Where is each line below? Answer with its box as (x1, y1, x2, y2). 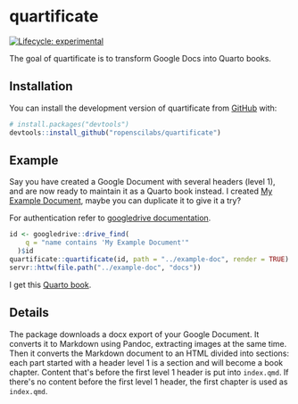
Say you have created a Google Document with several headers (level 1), (9, 177, 276, 187)
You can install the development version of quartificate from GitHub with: (9, 103, 277, 113)
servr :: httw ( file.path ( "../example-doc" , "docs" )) (9, 263, 202, 272)
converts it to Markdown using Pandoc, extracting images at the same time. (9, 338, 287, 349)
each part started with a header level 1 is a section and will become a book (9, 357, 284, 367)
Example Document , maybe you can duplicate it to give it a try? (9, 195, 242, 206)
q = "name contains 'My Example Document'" (25, 238, 190, 247)
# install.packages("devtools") (9, 120, 129, 128)
